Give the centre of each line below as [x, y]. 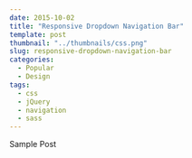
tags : [19, 85]
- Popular [36, 69]
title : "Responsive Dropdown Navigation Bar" [96, 26]
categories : [32, 60]
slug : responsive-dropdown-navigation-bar [91, 51]
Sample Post [33, 144]
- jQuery [34, 102]
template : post [38, 34]
